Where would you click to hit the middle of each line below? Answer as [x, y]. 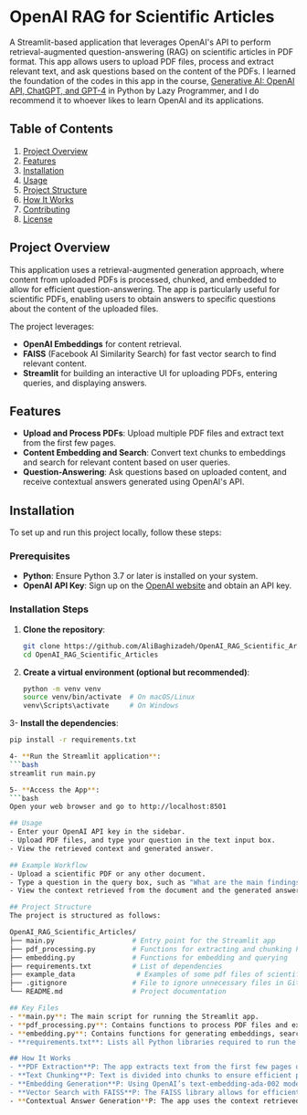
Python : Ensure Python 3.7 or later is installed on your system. [140, 576]
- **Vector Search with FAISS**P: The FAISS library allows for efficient [155, 1092]
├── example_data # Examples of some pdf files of [136, 974]
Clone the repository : [64, 629]
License [37, 219]
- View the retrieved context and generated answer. [112, 848]
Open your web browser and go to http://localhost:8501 [118, 807]
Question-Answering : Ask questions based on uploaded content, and [154, 472]
